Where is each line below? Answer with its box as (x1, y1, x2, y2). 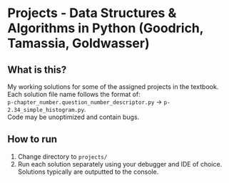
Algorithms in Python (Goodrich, (7, 20, 204, 36)
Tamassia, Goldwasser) (7, 36, 150, 51)
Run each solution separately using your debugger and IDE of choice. (17, 160, 223, 168)
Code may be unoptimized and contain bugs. (7, 113, 140, 121)
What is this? (7, 63, 67, 75)
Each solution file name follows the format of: (7, 90, 141, 98)
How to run (7, 133, 58, 145)
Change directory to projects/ (17, 152, 108, 161)
